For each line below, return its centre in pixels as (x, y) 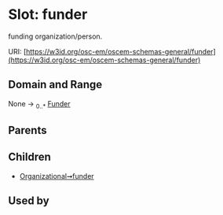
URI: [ (17, 51)
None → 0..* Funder (39, 104)
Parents (27, 130)
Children (29, 157)
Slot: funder (48, 15)
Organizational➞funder (57, 176)
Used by (29, 201)
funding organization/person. (55, 36)
